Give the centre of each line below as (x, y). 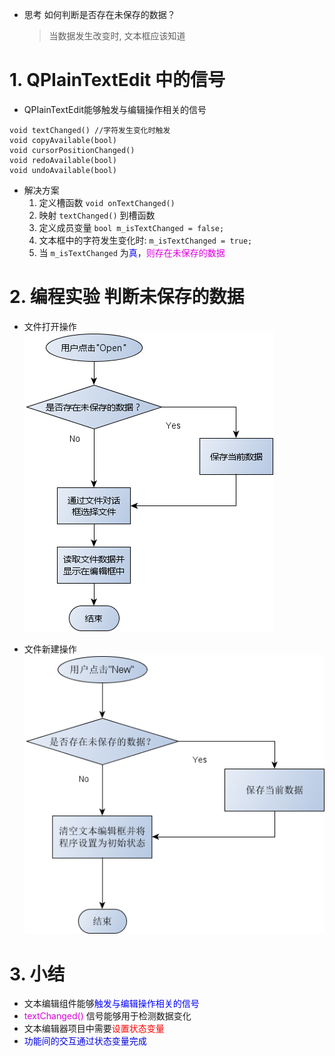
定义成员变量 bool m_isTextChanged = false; (131, 227)
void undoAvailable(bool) (63, 170)
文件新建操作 (50, 649)
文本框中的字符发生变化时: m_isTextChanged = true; (145, 240)
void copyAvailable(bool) (63, 140)
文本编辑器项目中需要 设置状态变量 (94, 1029)
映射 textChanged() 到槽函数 (97, 215)
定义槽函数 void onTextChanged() (107, 202)
